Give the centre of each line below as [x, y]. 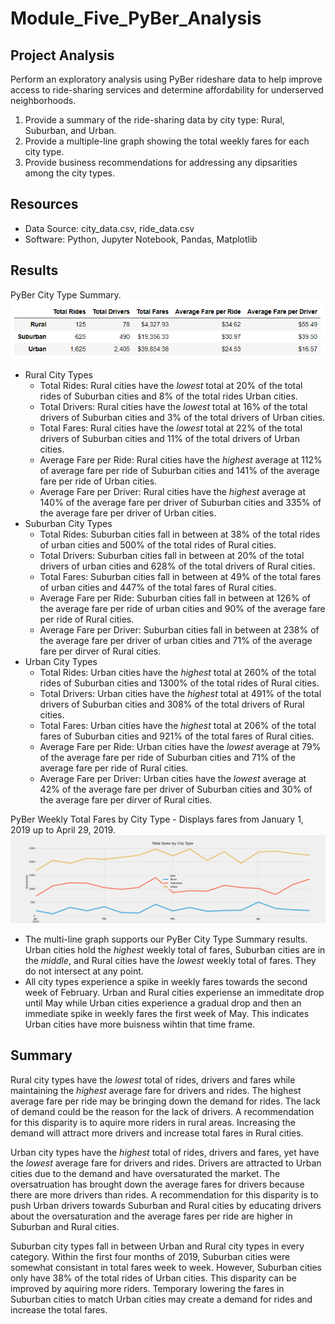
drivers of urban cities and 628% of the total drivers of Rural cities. [177, 566]
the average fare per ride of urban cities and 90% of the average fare [182, 609]
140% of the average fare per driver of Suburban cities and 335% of [180, 503]
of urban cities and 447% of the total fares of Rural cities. [158, 588]
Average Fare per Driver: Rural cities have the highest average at [173, 492]
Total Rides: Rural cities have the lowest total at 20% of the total [171, 386]
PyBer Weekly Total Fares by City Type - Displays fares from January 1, [157, 819]
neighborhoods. [43, 100]
